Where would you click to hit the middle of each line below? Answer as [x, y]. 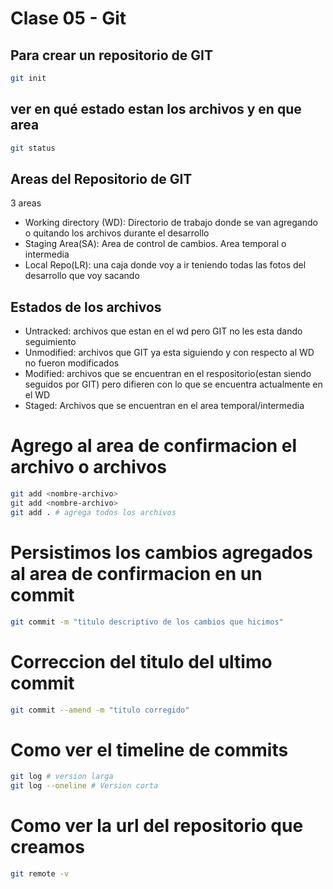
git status [33, 148]
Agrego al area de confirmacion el [154, 446]
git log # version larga [62, 777]
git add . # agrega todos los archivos [93, 512]
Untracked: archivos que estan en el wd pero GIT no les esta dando [163, 331]
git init [28, 78]
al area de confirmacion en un [136, 573]
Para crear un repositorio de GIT [111, 55]
